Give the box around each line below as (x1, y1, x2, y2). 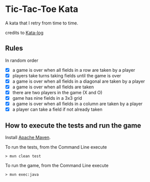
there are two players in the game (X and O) (12, 90, 103, 95)
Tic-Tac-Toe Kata (5, 3, 79, 15)
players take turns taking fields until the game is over (12, 72, 121, 78)
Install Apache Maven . (5, 135, 51, 141)
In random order (5, 57, 38, 63)
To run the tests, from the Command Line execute (5, 144, 107, 150)
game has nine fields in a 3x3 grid (12, 95, 82, 101)
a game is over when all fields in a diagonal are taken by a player (12, 78, 146, 84)
